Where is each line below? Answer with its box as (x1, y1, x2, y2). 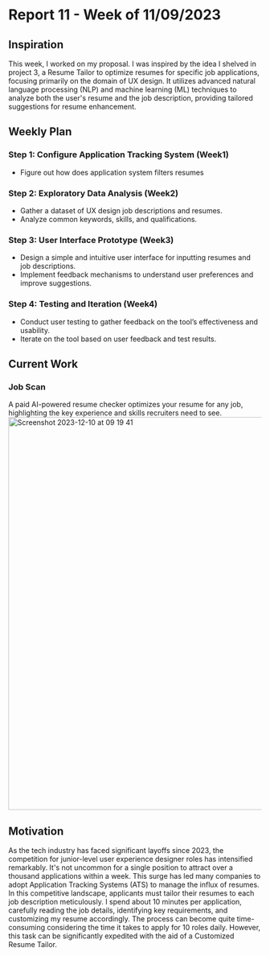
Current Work (8, 356, 79, 371)
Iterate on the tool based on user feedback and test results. (19, 334, 217, 344)
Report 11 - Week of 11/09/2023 (8, 6, 221, 24)
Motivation (8, 824, 64, 838)
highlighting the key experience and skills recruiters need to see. (8, 408, 223, 418)
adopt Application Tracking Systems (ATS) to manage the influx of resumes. (8, 880, 260, 890)
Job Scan (8, 381, 46, 392)
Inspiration (8, 38, 64, 52)
